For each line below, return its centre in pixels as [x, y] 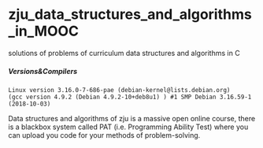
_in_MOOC [44, 31]
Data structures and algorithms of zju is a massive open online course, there [132, 118]
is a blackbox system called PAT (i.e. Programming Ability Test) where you [128, 127]
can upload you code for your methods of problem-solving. [104, 135]
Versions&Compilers [43, 71]
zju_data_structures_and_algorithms [130, 15]
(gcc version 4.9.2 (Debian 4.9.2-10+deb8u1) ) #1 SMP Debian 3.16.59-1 [130, 97]
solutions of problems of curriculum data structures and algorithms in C [124, 53]
